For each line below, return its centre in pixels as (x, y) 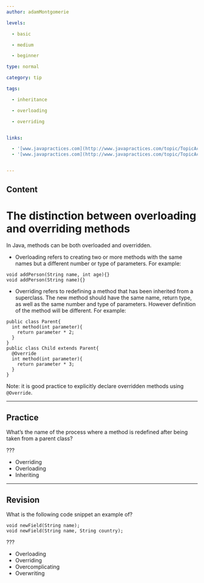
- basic (22, 34)
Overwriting (30, 573)
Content (22, 190)
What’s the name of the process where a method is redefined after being (97, 432)
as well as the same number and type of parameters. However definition (105, 304)
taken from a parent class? (39, 438)
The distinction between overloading (101, 216)
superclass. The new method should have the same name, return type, (104, 298)
